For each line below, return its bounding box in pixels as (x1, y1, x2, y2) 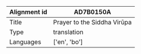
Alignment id (9, 8, 47, 16)
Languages (9, 38, 41, 46)
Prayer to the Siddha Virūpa (53, 18, 132, 26)
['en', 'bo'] (53, 38, 83, 46)
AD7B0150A (74, 8, 111, 16)
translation (53, 28, 84, 36)
